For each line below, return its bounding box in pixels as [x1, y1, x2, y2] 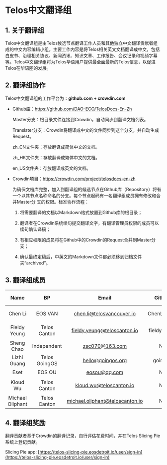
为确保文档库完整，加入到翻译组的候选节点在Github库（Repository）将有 [12, 186, 162, 192]
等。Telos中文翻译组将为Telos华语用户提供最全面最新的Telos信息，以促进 [5, 59, 156, 65]
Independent [32, 342, 62, 349]
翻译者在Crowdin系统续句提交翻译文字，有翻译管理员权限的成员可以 [19, 220, 159, 226]
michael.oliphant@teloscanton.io [67, 397, 143, 404]
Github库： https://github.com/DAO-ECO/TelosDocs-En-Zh [12, 106, 132, 112]
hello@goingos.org [83, 357, 127, 364]
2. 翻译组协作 [5, 81, 46, 90]
